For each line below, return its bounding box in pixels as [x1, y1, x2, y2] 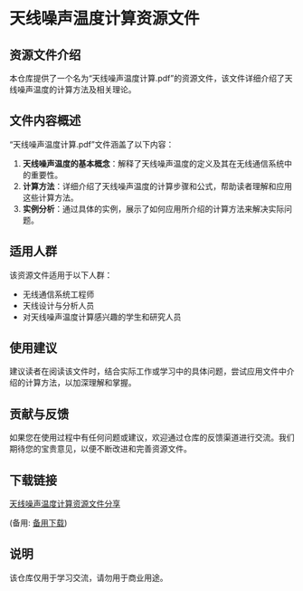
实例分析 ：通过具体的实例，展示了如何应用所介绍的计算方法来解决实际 [22, 203, 285, 214]
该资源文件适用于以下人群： [9, 269, 113, 281]
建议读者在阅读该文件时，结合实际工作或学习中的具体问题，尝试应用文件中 [9, 366, 287, 377]
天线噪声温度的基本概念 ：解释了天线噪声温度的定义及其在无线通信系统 [22, 157, 285, 168]
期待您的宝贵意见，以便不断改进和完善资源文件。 [9, 443, 192, 454]
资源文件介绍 [9, 47, 81, 62]
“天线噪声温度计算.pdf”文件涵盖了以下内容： [9, 138, 175, 149]
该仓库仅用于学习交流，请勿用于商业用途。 [9, 572, 168, 583]
